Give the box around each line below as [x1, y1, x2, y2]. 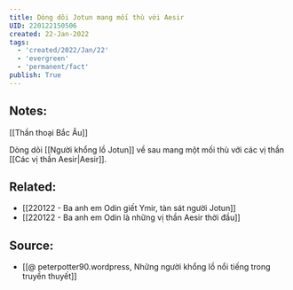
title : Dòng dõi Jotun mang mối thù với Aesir [9, 12, 185, 22]
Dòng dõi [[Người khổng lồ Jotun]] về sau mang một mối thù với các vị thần [9, 144, 285, 155]
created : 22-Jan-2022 [9, 29, 90, 38]
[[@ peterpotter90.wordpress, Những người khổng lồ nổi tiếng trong [21, 262, 271, 272]
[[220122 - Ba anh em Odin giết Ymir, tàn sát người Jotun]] [21, 203, 237, 214]
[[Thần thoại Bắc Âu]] [9, 127, 89, 137]
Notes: [9, 104, 47, 119]
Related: [9, 179, 57, 194]
